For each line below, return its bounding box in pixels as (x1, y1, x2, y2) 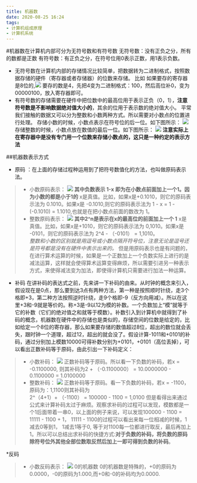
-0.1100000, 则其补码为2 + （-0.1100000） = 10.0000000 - (29, 366, 172, 373)
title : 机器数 (6, 8, 38, 15)
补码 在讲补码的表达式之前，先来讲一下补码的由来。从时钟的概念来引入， (14, 279, 192, 286)
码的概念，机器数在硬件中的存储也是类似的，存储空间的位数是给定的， (14, 316, 185, 323)
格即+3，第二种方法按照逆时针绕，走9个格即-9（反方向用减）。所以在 (14, 294, 182, 301)
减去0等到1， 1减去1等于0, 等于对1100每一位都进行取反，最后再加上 (29, 424, 191, 431)
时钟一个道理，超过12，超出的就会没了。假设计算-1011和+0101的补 (30, 331, 191, 338)
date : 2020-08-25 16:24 (6, 14, 65, 20)
